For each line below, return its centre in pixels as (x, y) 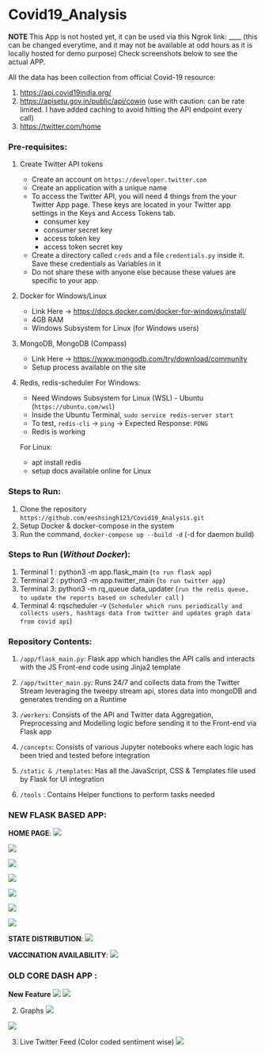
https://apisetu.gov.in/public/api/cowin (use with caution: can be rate (132, 101)
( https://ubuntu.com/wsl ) (73, 407)
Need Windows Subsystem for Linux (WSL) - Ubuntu (117, 398)
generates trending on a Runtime (73, 699)
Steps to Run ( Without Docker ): (69, 554)
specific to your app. (65, 281)
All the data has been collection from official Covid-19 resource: (112, 77)
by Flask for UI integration (62, 780)
